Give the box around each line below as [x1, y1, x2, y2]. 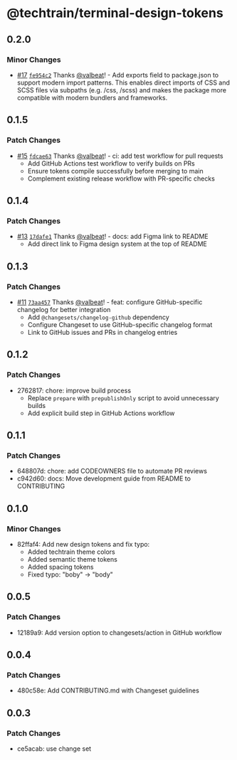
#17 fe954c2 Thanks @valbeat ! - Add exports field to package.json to [16, 70, 218, 79]
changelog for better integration [16, 305, 111, 314]
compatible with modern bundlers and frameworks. [16, 93, 168, 102]
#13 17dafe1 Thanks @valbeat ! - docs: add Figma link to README [16, 232, 209, 241]
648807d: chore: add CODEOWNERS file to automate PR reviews [16, 467, 208, 476]
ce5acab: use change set [16, 744, 92, 753]
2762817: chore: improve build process [16, 386, 132, 395]
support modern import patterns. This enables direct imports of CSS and [16, 78, 231, 87]
